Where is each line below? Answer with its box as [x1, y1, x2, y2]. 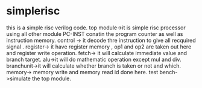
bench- [159, 68, 178, 75]
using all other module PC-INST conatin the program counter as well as [6, 30, 183, 37]
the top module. [32, 75, 71, 82]
